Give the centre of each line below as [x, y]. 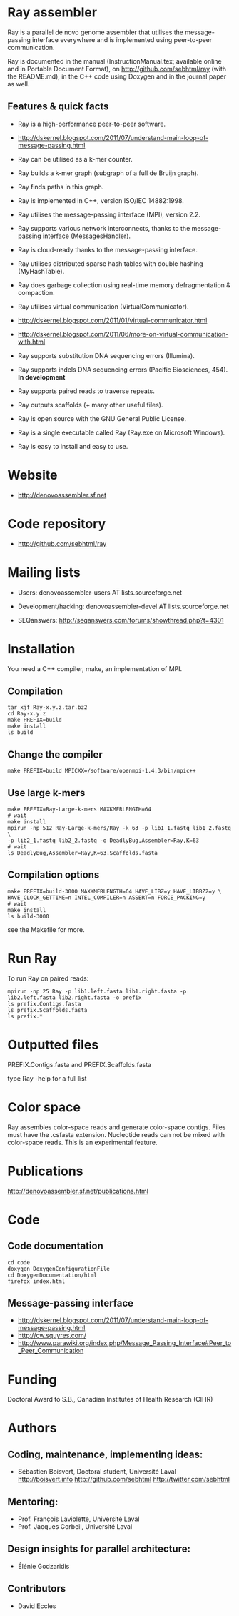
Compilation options [54, 875]
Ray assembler [52, 13]
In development [41, 377]
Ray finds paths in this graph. [61, 187]
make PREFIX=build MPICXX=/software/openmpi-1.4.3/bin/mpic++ [102, 771]
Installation [41, 649]
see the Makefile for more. [46, 929]
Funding [32, 1379]
